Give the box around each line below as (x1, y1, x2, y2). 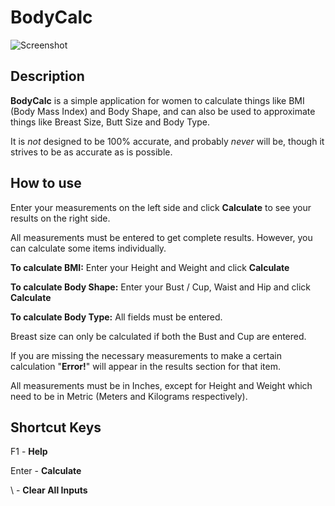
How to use (10, 175, 82, 192)
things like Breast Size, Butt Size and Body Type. (10, 116, 210, 128)
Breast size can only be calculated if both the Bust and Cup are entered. (10, 330, 307, 342)
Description (10, 68, 85, 85)
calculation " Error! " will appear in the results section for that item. (10, 360, 281, 372)
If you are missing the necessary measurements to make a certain (10, 349, 282, 361)
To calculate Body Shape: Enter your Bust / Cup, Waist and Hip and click (10, 281, 311, 293)
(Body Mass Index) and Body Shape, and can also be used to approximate (10, 105, 316, 117)
